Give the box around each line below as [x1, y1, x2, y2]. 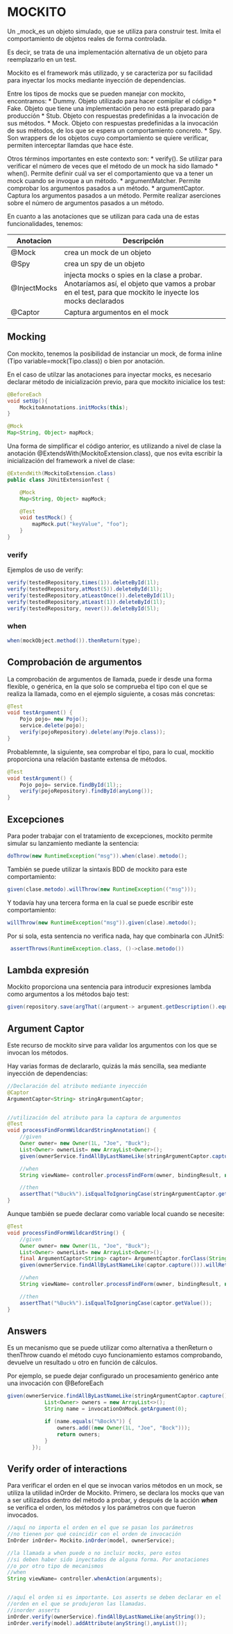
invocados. [7, 1511, 39, 1519]
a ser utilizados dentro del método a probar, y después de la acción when [7, 1496, 218, 1504]
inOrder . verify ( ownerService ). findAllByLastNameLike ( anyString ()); [7, 1613, 207, 1620]
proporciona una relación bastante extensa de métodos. [7, 755, 168, 763]
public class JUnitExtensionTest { [7, 476, 110, 483]
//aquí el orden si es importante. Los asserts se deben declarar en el [7, 1594, 222, 1601]
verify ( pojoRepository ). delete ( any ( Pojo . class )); [19, 729, 166, 736]
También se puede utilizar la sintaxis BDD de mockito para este [7, 864, 187, 874]
